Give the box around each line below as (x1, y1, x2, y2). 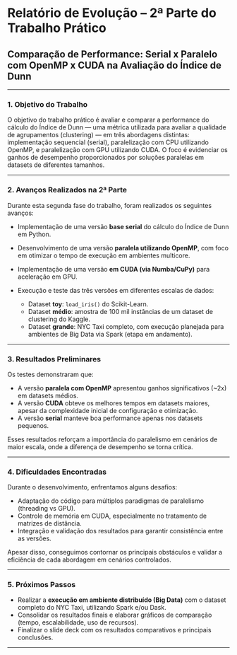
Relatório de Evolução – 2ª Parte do (7, 5, 217, 21)
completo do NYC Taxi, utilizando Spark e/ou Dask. (17, 603, 167, 612)
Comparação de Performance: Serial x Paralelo (7, 48, 218, 60)
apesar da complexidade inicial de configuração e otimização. (17, 406, 198, 415)
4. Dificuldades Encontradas (7, 467, 107, 477)
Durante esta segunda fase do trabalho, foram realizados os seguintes (7, 201, 212, 209)
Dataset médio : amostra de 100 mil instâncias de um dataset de (28, 307, 214, 315)
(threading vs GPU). (17, 504, 75, 513)
